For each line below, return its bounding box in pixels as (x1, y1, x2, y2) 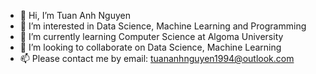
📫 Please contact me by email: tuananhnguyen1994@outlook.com (19, 53, 295, 64)
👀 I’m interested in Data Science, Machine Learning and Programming (19, 20, 307, 32)
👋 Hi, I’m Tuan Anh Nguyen (19, 10, 131, 21)
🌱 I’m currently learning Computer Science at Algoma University (19, 31, 284, 42)
